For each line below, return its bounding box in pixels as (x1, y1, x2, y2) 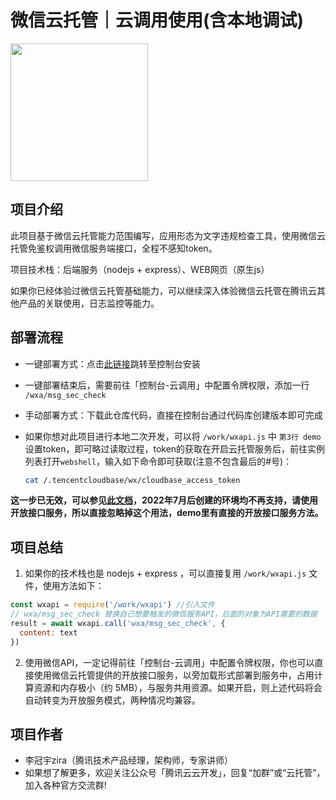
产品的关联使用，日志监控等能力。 (18, 297, 160, 309)
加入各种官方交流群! (24, 779, 107, 791)
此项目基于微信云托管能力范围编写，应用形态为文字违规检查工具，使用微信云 (10, 229, 326, 241)
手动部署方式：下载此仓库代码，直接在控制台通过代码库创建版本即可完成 (24, 409, 323, 421)
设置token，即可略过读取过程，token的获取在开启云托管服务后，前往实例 (24, 442, 326, 455)
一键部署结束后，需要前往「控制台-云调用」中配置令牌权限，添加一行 (24, 379, 310, 391)
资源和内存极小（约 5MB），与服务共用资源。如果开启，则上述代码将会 (33, 681, 323, 693)
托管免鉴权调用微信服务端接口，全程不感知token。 (10, 242, 218, 254)
